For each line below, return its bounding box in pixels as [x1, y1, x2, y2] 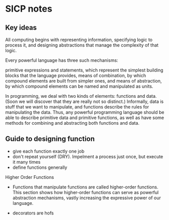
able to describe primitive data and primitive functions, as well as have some [5, 115, 164, 121]
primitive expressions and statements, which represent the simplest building [5, 67, 163, 73]
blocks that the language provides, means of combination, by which [5, 72, 146, 79]
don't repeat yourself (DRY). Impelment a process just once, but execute [12, 153, 163, 160]
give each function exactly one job [12, 148, 85, 154]
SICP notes [5, 3, 52, 15]
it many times [12, 159, 41, 165]
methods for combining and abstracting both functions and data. [5, 120, 140, 126]
